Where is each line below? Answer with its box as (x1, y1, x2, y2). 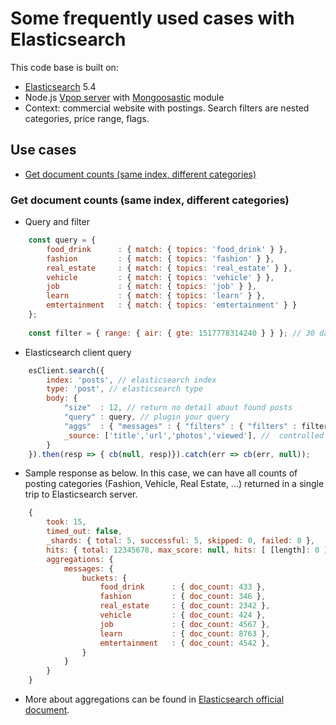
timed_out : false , (46, 527, 123, 537)
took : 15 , (46, 517, 87, 527)
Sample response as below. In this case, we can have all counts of (24, 467, 298, 479)
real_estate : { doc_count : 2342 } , (99, 601, 271, 611)
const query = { (28, 235, 97, 246)
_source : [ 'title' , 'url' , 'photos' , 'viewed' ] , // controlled (63, 430, 325, 441)
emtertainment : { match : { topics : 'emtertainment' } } (46, 300, 298, 311)
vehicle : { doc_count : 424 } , (99, 610, 267, 621)
